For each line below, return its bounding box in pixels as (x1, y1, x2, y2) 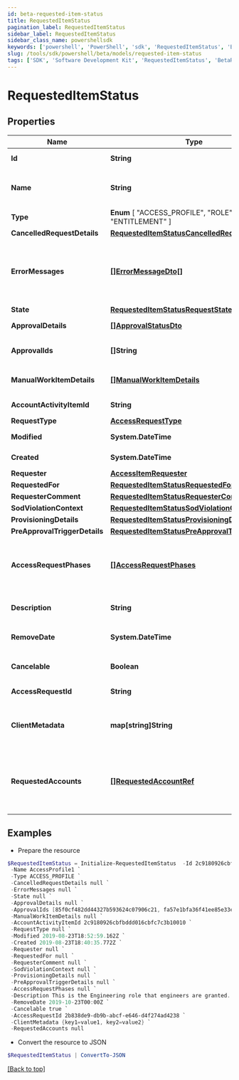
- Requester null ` (10, 945, 65, 953)
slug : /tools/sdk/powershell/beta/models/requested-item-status (7, 51, 202, 58)
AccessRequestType (110, 416, 182, 426)
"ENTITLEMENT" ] (110, 216, 172, 226)
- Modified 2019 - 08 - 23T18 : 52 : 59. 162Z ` (10, 933, 126, 940)
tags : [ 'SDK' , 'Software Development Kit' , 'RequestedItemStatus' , (7, 57, 212, 64)
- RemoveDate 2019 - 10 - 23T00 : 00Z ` (10, 998, 110, 1006)
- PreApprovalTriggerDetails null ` (10, 979, 116, 986)
